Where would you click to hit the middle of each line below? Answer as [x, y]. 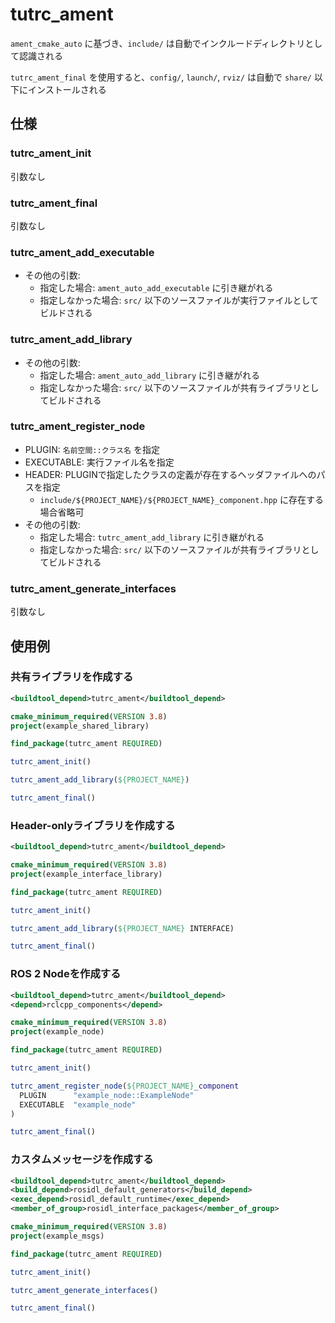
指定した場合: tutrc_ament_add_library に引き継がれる [152, 537]
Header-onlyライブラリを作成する [93, 825]
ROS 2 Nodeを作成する [66, 974]
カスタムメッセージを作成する [82, 1160]
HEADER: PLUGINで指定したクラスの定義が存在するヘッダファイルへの [170, 474]
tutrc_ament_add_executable [82, 252]
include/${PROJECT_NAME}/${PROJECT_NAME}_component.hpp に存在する [181, 499]
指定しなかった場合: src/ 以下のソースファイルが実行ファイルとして [179, 300]
